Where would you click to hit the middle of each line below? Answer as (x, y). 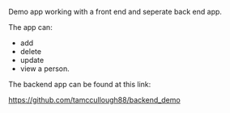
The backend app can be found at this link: (80, 84)
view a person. (45, 69)
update (32, 60)
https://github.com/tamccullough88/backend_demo (94, 100)
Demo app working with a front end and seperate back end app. (115, 12)
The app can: (30, 27)
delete (31, 51)
